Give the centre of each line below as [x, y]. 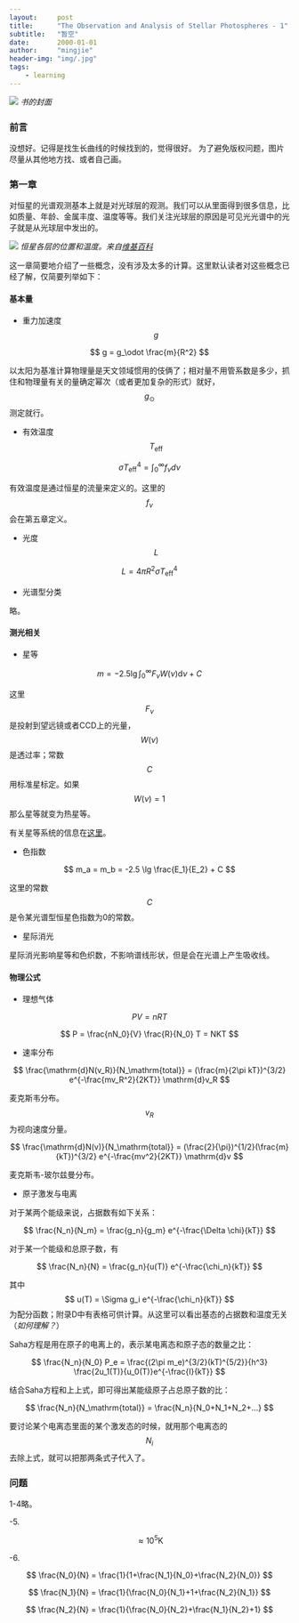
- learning [45, 76]
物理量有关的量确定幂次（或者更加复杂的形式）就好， [122, 381]
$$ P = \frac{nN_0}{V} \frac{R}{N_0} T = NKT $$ [149, 1034]
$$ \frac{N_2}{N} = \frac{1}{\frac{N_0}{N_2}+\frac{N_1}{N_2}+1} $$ [149, 1610]
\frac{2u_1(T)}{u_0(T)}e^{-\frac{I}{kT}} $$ [149, 1372]
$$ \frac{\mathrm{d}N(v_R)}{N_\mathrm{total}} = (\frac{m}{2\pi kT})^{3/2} [149, 1070]
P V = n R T [149, 1016]
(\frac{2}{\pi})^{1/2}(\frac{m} [236, 1147]
